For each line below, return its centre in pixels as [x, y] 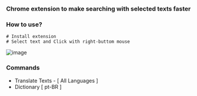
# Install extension [31, 37]
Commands [23, 68]
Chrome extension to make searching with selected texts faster [98, 9]
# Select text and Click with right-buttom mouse [68, 42]
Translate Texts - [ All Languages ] [56, 80]
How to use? [24, 24]
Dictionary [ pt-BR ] [38, 87]
